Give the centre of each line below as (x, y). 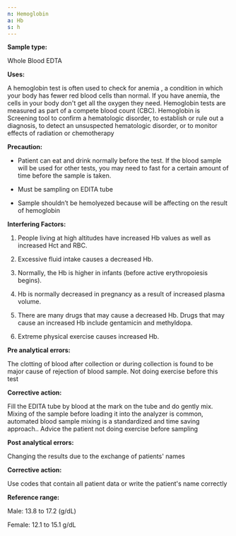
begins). (30, 281)
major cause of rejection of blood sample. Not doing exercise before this (113, 371)
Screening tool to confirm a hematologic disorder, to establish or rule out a (116, 118)
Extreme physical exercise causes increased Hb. (88, 337)
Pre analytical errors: (39, 350)
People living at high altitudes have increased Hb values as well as (114, 238)
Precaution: (25, 147)
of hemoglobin (39, 211)
